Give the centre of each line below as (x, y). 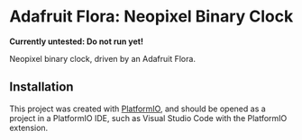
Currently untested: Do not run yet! (77, 41)
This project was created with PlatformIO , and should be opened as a (137, 109)
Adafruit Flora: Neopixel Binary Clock (151, 17)
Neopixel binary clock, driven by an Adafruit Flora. (103, 58)
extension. (29, 127)
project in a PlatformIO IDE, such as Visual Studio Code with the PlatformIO (148, 118)
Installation (41, 87)
